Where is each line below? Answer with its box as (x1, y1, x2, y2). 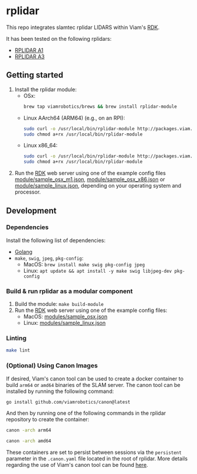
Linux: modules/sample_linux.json (23, 320, 106, 327)
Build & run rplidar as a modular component (6, 287, 133, 295)
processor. (14, 188, 41, 196)
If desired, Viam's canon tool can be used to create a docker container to (6, 375, 184, 382)
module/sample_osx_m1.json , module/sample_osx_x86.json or (14, 176, 165, 183)
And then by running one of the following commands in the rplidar (6, 409, 166, 417)
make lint (6, 347, 31, 353)
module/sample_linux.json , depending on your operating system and (14, 182, 182, 189)
